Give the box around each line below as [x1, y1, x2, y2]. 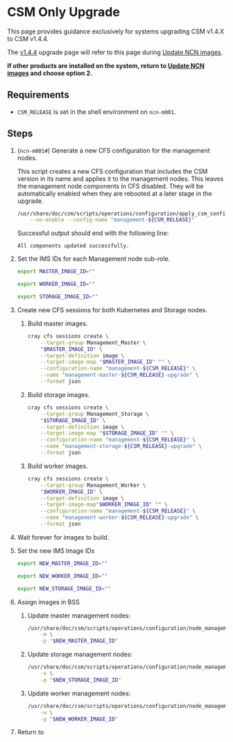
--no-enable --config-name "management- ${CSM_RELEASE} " [30, 216, 195, 223]
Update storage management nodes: [27, 650, 133, 659]
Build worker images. [27, 462, 88, 470]
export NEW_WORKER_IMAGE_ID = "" [17, 572, 108, 579]
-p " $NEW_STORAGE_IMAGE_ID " [40, 676, 121, 684]
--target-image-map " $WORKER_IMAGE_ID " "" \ [40, 501, 168, 508]
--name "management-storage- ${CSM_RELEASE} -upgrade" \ [40, 443, 202, 450]
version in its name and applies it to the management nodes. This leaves [17, 175, 224, 183]
